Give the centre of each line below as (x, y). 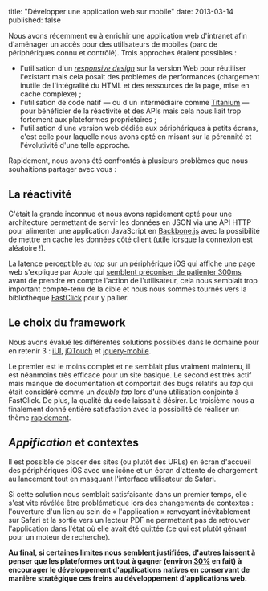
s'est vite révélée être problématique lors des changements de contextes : (131, 503)
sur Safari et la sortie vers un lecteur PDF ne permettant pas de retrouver (129, 520)
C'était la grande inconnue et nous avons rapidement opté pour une (120, 214)
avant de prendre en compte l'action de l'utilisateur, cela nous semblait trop (133, 280)
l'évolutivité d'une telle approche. (75, 145)
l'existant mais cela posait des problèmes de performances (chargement (140, 77)
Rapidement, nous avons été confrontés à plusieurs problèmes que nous (128, 161)
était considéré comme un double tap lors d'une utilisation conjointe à (124, 392)
